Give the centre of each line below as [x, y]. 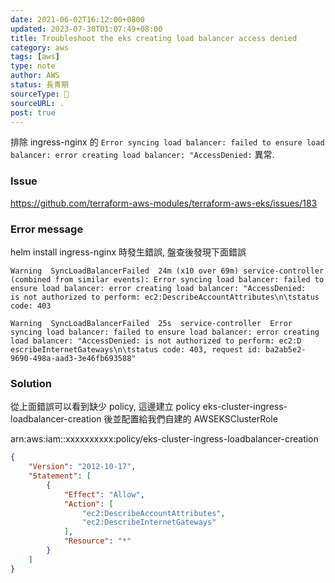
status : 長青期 [39, 85]
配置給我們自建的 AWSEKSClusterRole [199, 419]
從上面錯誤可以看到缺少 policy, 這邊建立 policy [105, 407]
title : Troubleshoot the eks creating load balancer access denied [154, 38]
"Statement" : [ [60, 476]
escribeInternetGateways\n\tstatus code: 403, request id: [136, 349]
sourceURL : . [37, 103]
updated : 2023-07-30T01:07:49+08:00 [86, 29]
